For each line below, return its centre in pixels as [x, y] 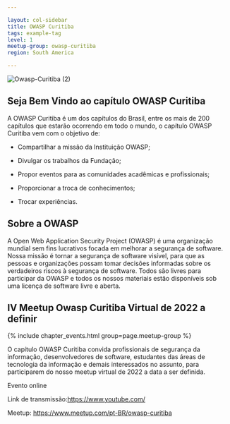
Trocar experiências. [47, 201]
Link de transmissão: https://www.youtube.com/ [77, 399]
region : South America [41, 53]
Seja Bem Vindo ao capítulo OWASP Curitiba [107, 101]
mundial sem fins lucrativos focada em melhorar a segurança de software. [115, 248]
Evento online [27, 386]
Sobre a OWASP [43, 224]
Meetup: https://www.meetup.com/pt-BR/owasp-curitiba [90, 413]
